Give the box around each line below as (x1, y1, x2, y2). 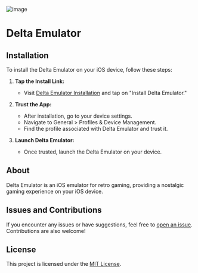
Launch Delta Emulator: (14, 137, 75, 143)
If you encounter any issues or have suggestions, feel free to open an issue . (6, 221, 193, 228)
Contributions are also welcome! (6, 227, 86, 234)
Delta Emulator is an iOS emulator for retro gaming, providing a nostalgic (6, 181, 184, 188)
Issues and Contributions (6, 205, 103, 215)
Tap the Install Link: (14, 78, 64, 85)
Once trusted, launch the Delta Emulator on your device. (23, 148, 162, 155)
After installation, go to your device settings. (23, 112, 132, 119)
